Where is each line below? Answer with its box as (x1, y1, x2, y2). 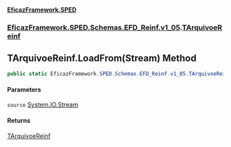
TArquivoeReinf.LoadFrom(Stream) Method (7, 52, 197, 64)
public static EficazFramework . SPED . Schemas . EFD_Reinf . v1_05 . (7, 71, 189, 78)
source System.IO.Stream (7, 100, 78, 109)
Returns (7, 117, 31, 124)
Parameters (7, 85, 41, 93)
